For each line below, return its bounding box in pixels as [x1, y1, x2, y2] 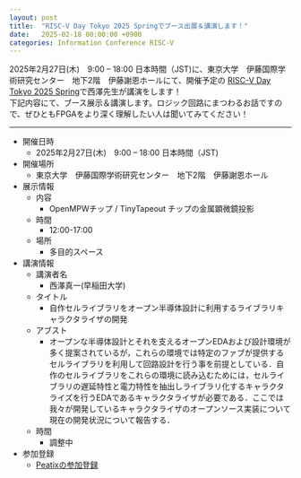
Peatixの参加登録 [35, 459, 99, 471]
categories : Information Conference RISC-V [9, 38, 175, 48]
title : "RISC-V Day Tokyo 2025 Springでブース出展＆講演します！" [9, 22, 249, 30]
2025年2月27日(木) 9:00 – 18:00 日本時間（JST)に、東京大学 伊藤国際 [9, 64, 279, 74]
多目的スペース [48, 247, 104, 257]
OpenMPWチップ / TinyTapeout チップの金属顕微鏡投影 [48, 204, 255, 214]
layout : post [9, 13, 58, 22]
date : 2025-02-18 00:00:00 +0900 [9, 30, 142, 39]
